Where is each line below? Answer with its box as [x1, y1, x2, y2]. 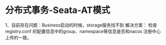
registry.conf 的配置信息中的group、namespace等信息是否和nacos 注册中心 [5, 28, 161, 34]
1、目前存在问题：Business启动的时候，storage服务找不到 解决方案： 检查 [5, 22, 158, 28]
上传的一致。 [5, 34, 31, 40]
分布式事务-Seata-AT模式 [5, 4, 111, 16]
